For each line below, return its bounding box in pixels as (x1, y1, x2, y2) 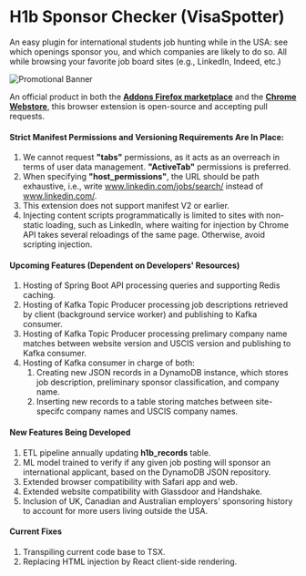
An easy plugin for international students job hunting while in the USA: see (9, 36, 289, 47)
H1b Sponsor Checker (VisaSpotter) (9, 6, 285, 27)
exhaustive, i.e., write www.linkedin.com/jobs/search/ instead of (22, 180, 264, 192)
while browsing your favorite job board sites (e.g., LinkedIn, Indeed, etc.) (9, 56, 281, 67)
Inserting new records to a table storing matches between (36, 396, 254, 407)
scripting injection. (22, 239, 93, 250)
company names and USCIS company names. (66, 406, 239, 417)
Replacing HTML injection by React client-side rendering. (22, 556, 238, 567)
